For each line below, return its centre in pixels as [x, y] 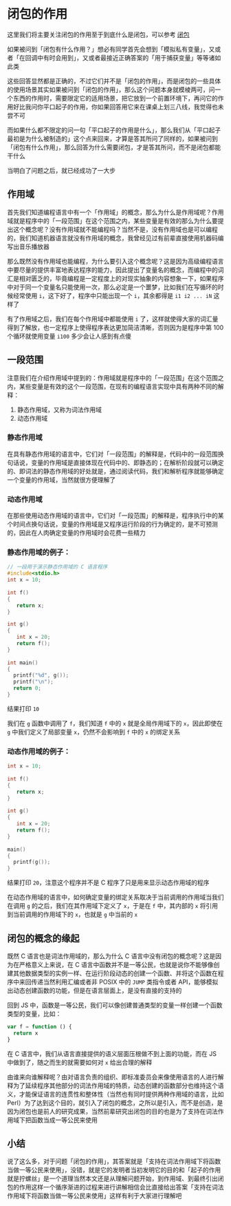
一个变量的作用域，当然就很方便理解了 [61, 480]
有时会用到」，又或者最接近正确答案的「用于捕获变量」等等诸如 [132, 57]
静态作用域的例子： [39, 553]
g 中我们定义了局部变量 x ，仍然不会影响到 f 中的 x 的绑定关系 [94, 732]
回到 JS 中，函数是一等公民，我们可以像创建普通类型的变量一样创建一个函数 [115, 1005]
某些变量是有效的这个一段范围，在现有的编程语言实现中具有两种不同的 [118, 386]
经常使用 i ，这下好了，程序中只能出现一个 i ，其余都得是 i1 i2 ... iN [112, 295]
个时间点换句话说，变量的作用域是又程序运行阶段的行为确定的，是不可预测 [112, 525]
